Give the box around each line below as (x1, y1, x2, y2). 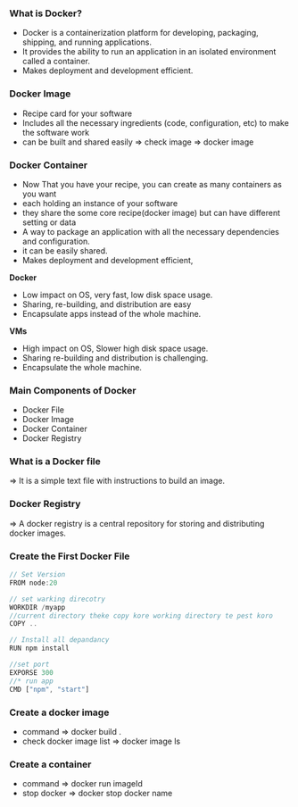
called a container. (21, 56, 91, 67)
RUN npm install (9, 644, 70, 653)
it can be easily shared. (21, 245, 109, 256)
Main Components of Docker (9, 384, 137, 396)
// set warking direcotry (9, 595, 105, 603)
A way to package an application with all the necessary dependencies (21, 226, 279, 237)
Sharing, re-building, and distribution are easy (21, 298, 192, 310)
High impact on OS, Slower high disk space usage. (21, 343, 209, 354)
